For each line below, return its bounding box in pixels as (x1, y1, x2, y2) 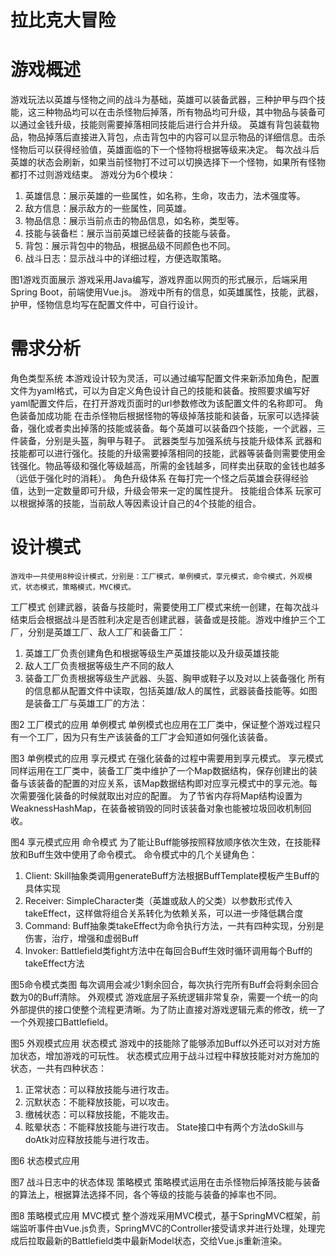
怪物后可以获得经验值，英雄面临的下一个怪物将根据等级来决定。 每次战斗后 (10, 144, 320, 156)
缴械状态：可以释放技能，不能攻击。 (24, 1109, 175, 1120)
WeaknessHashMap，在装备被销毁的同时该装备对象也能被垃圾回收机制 (10, 802, 303, 814)
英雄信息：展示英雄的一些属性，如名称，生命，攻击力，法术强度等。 (24, 190, 306, 202)
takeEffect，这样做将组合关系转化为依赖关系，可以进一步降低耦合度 (24, 907, 304, 919)
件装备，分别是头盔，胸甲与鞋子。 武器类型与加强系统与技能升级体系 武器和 (10, 435, 322, 447)
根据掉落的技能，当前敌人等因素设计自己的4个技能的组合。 (18, 497, 262, 510)
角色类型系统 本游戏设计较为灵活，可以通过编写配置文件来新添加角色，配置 (10, 372, 320, 385)
